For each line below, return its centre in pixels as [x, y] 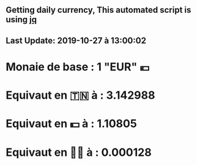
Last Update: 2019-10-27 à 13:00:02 [76, 40]
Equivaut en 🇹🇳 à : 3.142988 [80, 95]
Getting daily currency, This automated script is [98, 10]
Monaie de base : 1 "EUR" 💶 [78, 67]
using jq [21, 20]
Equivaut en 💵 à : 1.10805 [71, 124]
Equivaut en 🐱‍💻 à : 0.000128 [79, 152]
